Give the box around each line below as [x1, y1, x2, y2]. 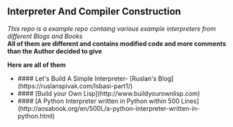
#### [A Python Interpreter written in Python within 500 [17, 97, 180, 105]
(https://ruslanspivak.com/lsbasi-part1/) [17, 81, 133, 90]
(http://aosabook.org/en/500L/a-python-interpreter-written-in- [17, 104, 201, 112]
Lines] [181, 97, 199, 105]
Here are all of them [7, 60, 66, 69]
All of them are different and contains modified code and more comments [7, 39, 227, 48]
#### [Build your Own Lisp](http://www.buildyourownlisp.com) [17, 89, 201, 97]
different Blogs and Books [7, 32, 83, 40]
